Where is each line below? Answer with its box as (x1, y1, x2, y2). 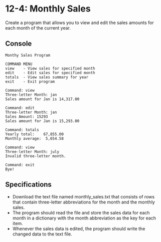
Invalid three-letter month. (5, 153, 66, 158)
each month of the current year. (5, 25, 71, 31)
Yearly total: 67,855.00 (5, 131, 64, 137)
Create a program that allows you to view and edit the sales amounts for (5, 20, 154, 26)
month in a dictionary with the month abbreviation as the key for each (12, 215, 156, 221)
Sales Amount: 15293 (5, 114, 49, 119)
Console (5, 40, 32, 48)
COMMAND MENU (5, 61, 33, 67)
